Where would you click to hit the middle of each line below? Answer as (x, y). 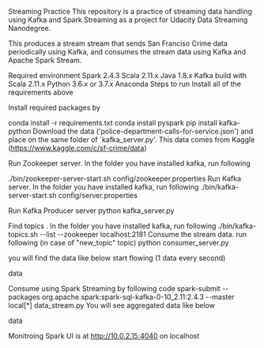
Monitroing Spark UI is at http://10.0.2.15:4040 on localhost (104, 336)
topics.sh (23, 234)
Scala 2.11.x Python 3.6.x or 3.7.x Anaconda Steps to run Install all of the (125, 84)
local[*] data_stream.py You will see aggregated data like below (112, 305)
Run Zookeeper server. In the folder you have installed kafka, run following (129, 163)
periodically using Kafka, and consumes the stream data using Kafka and (127, 52)
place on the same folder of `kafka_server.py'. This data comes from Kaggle (132, 140)
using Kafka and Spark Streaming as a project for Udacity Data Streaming (128, 20)
